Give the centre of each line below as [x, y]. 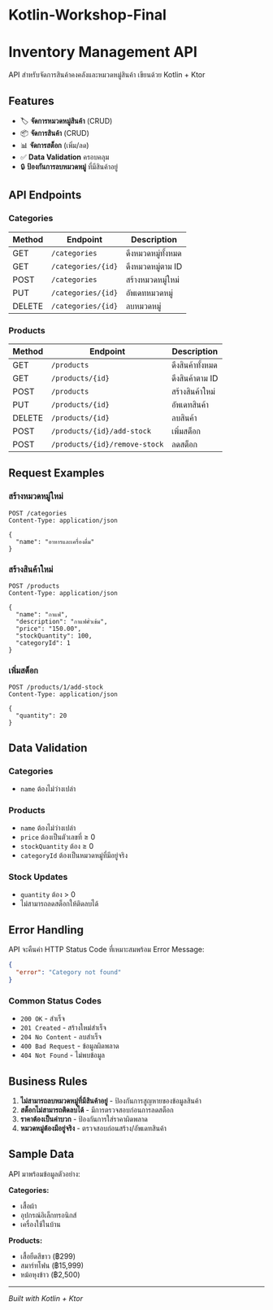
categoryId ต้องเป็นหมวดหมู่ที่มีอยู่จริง [74, 855]
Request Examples [56, 473]
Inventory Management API [103, 52]
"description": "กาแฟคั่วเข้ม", [62, 621]
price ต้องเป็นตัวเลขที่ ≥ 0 [58, 837]
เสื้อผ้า [28, 1206]
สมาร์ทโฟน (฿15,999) [52, 1265]
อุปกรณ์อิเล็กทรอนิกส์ [48, 1215]
